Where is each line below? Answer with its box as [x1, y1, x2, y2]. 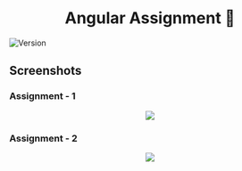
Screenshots [9, 63, 82, 78]
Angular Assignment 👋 [64, 8, 236, 28]
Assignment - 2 [9, 132, 78, 144]
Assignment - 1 [9, 90, 76, 102]
